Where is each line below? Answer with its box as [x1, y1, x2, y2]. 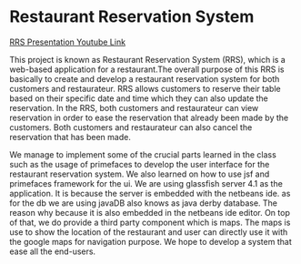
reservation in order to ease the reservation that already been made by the [9, 112, 289, 123]
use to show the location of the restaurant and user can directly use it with [9, 226, 288, 238]
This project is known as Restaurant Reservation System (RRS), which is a [9, 54, 286, 65]
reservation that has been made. [9, 131, 132, 142]
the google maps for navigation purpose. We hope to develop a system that [9, 236, 293, 247]
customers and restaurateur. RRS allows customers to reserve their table [9, 83, 281, 94]
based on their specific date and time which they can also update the [9, 93, 268, 104]
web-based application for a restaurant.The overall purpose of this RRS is [9, 64, 285, 75]
